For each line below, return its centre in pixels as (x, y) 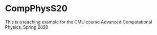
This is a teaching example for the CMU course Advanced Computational (79, 22)
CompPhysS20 (36, 9)
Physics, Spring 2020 (27, 27)
